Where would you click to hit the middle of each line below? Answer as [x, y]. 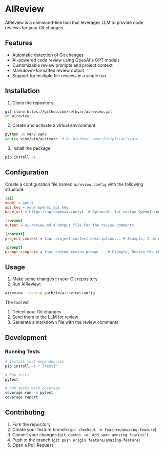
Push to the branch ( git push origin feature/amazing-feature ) [76, 440]
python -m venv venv [26, 134]
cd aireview [17, 116]
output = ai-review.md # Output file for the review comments [70, 226]
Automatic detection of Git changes [48, 55]
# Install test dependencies [35, 361]
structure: [15, 189]
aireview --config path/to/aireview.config [50, 293]
